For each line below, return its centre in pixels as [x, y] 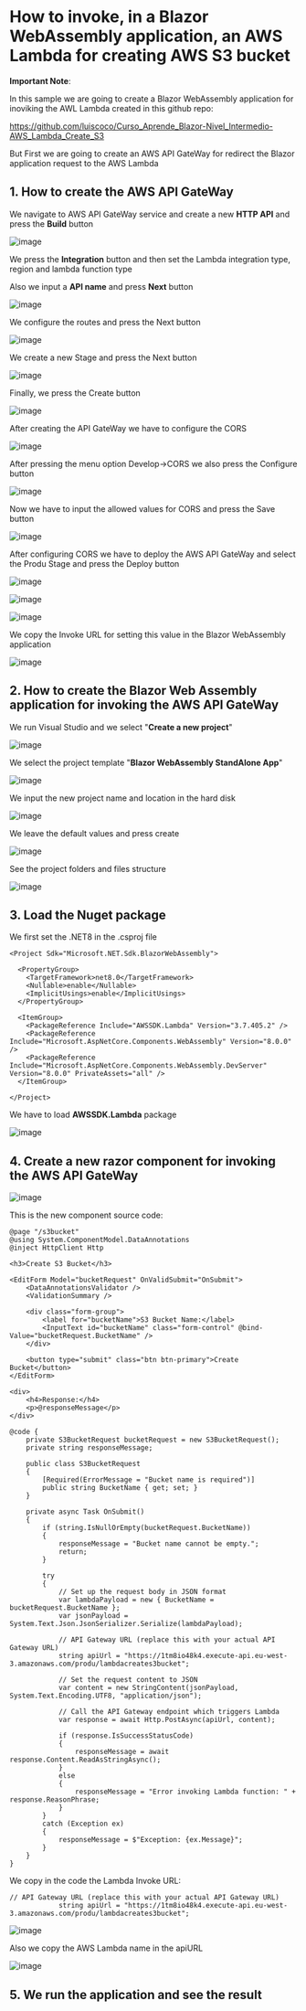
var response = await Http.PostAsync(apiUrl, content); [167, 1720]
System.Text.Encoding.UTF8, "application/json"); [106, 1696]
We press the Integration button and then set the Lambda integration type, [150, 259]
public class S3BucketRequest [84, 1464]
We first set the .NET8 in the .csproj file [84, 937]
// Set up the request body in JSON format [142, 1592]
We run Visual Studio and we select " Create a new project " [121, 727]
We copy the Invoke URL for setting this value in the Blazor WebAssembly [148, 634]
